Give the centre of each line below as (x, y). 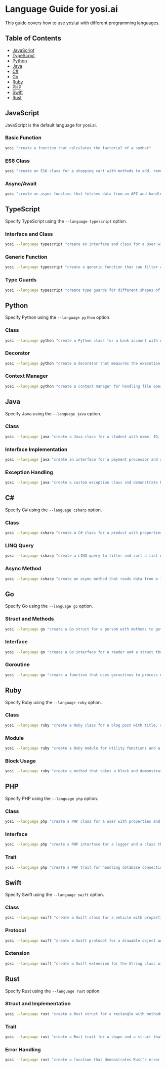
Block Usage (21, 761)
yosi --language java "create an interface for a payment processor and (82, 460)
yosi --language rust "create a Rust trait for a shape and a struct (78, 1037)
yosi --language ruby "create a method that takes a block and (72, 771)
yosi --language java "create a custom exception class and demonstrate (82, 483)
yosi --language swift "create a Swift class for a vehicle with (74, 918)
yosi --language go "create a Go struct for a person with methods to (79, 629)
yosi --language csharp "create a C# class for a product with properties (84, 533)
